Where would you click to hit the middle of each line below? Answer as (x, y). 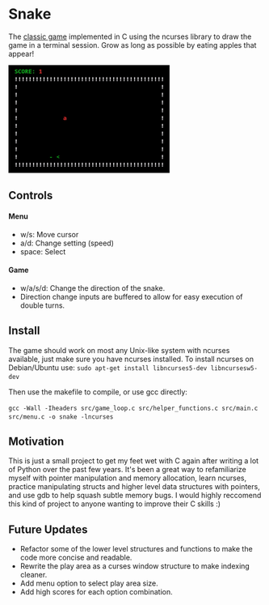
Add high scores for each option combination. (97, 592)
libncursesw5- (234, 368)
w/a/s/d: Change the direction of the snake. (92, 288)
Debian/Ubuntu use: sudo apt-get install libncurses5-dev (108, 367)
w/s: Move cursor (49, 234)
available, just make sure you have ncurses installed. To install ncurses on (131, 359)
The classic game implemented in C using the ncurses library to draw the (130, 36)
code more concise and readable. (76, 558)
